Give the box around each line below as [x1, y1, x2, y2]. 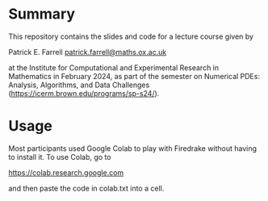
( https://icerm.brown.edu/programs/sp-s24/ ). [8, 88, 160, 98]
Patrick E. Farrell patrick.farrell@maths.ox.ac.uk [8, 47, 167, 57]
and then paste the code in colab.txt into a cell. [8, 183, 165, 193]
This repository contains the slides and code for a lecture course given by [8, 31, 254, 41]
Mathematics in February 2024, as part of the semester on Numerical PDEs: [8, 71, 261, 81]
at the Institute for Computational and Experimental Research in [8, 62, 220, 73]
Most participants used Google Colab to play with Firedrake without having [8, 143, 257, 153]
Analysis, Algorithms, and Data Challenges [8, 80, 150, 90]
